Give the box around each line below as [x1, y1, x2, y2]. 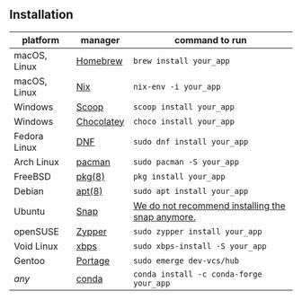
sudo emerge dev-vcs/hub [133, 255, 240, 266]
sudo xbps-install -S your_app [133, 241, 267, 251]
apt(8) [75, 184, 103, 197]
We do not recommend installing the [133, 199, 286, 212]
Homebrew [75, 54, 123, 66]
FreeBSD [13, 170, 51, 182]
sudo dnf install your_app [133, 137, 249, 146]
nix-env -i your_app [133, 81, 221, 92]
